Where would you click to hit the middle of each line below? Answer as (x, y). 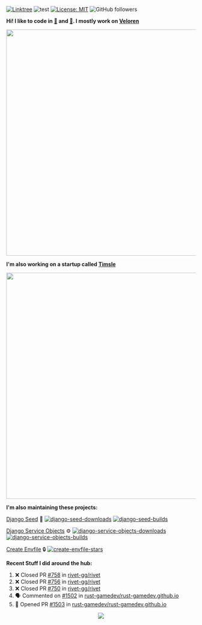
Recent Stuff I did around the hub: (49, 563)
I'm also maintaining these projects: (52, 507)
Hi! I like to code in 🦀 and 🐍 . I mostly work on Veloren (73, 21)
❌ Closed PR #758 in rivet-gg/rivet (58, 575)
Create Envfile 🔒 (26, 549)
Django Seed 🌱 (25, 519)
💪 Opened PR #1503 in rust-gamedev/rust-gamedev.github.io (91, 604)
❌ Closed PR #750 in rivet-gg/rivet (58, 589)
